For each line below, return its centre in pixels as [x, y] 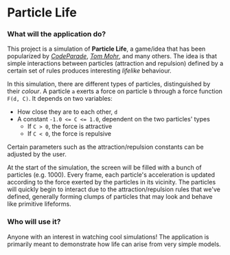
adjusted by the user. [37, 154]
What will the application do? [57, 34]
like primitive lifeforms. [39, 204]
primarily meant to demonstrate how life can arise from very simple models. [114, 244]
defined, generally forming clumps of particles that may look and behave [110, 197]
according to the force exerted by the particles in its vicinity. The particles [112, 182]
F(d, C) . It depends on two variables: [60, 99]
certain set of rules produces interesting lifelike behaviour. [89, 71]
